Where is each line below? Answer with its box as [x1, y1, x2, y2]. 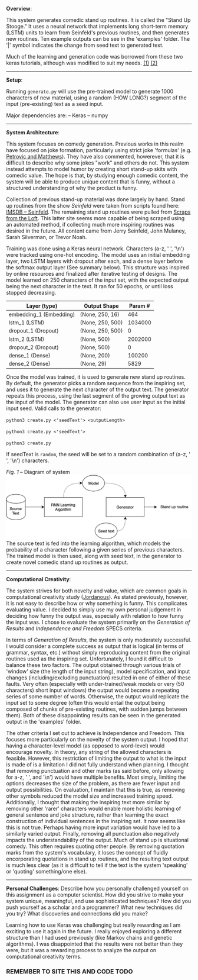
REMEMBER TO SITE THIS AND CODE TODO [6, 968, 133, 976]
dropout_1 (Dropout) [8, 327, 59, 334]
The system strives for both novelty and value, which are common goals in [6, 587, 187, 594]
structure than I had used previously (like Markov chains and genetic [6, 934, 173, 941]
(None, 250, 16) [80, 311, 120, 318]
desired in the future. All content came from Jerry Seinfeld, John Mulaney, [6, 227, 186, 234]
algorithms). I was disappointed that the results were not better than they [6, 940, 183, 947]
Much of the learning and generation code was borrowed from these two [6, 53, 183, 60]
